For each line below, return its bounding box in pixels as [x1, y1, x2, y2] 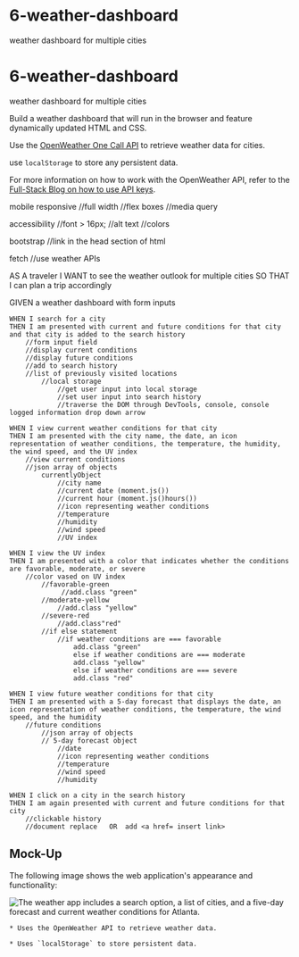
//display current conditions [25, 345, 138, 354]
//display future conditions [25, 354, 134, 362]
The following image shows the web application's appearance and [9, 870, 253, 880]
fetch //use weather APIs [9, 253, 101, 263]
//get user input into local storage [56, 385, 198, 394]
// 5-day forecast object [41, 736, 138, 745]
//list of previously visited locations [25, 369, 178, 378]
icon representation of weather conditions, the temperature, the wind [9, 704, 281, 714]
